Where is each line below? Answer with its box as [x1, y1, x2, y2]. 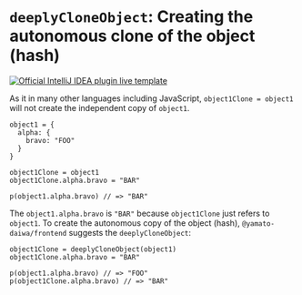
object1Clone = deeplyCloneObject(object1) [9, 244, 177, 254]
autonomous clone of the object [9, 25, 256, 46]
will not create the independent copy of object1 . [9, 102, 190, 113]
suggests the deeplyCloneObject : [68, 227, 192, 238]
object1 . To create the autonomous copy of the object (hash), [9, 217, 241, 229]
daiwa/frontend [9, 229, 67, 238]
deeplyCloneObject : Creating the [9, 6, 254, 27]
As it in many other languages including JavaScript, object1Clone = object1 [9, 93, 294, 104]
